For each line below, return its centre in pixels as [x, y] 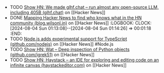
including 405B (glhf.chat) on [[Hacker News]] [57, 12]
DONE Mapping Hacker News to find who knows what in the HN [76, 18]
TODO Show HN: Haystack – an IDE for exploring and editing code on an [84, 60]
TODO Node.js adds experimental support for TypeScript [68, 39]
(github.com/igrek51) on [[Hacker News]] [52, 55]
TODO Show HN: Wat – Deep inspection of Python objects [70, 49]
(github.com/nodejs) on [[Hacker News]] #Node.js [62, 44]
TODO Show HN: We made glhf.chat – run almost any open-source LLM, [84, 7]
